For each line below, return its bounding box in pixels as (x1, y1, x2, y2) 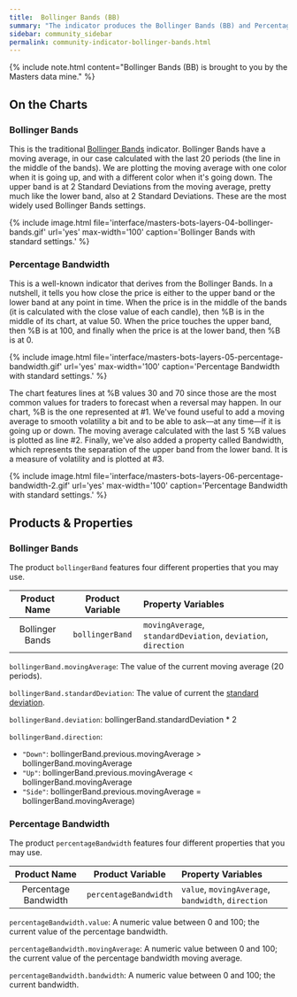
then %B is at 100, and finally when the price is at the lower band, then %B (9, 325, 281, 336)
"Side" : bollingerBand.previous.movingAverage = (21, 785, 202, 797)
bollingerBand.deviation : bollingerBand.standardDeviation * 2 (9, 714, 237, 724)
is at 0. (9, 335, 34, 345)
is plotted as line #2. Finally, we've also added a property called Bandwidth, (9, 435, 285, 445)
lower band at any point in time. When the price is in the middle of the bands (9, 298, 287, 308)
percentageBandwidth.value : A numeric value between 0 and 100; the (9, 917, 260, 928)
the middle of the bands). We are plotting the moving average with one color (9, 162, 287, 173)
